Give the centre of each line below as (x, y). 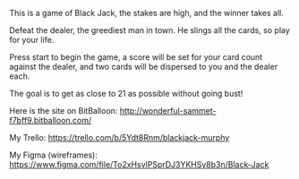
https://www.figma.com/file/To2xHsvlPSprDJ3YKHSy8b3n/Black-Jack (139, 164)
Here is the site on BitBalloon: (64, 111)
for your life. (32, 40)
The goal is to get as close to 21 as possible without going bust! (126, 94)
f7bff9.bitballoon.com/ (51, 120)
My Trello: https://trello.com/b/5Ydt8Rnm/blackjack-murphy (120, 137)
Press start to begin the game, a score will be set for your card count (136, 57)
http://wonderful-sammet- (168, 111)
